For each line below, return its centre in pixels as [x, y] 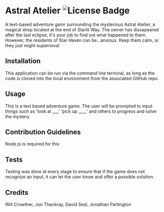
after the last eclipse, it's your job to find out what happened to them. [76, 35]
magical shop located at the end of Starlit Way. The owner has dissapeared [82, 29]
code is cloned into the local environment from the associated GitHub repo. [82, 78]
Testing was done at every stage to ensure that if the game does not [75, 172]
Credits [17, 192]
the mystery [17, 116]
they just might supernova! [33, 45]
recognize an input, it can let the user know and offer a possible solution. [80, 177]
